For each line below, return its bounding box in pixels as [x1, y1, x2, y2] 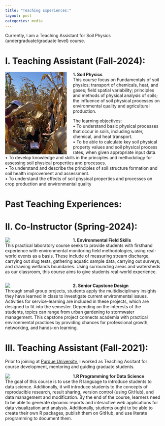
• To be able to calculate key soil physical [73, 139, 158, 145]
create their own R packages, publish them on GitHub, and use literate [5, 410, 148, 416]
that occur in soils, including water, [73, 129, 144, 135]
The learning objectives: [73, 118, 122, 124]
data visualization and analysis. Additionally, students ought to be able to [5, 405, 153, 411]
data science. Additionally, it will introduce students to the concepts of [5, 384, 148, 390]
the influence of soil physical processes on [73, 98, 160, 104]
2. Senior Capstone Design [73, 283, 129, 289]
